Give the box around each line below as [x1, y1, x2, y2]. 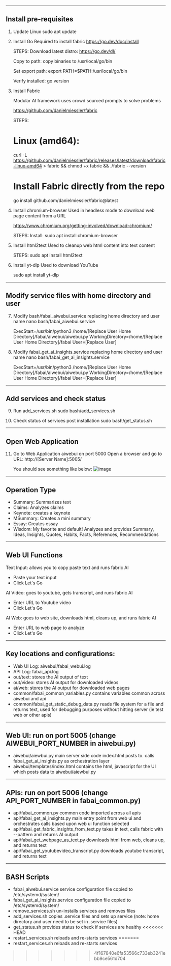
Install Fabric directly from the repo [13, 180, 165, 192]
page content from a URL [13, 212, 66, 219]
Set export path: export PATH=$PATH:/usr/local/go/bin [13, 68, 127, 74]
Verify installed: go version [13, 77, 70, 84]
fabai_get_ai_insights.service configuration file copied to [13, 897, 131, 903]
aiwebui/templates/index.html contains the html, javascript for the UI [13, 763, 156, 770]
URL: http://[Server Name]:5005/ [13, 456, 82, 462]
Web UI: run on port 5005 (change [6, 731, 116, 740]
